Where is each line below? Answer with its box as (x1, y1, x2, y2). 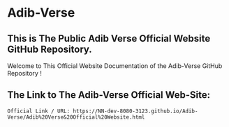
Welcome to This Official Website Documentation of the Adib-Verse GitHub (7, 62, 223, 70)
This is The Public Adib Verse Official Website (7, 33, 211, 44)
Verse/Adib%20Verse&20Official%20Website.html (7, 113, 145, 121)
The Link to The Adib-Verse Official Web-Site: (7, 89, 211, 101)
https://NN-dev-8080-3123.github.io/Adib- (73, 108, 198, 115)
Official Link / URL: (7, 108, 71, 115)
